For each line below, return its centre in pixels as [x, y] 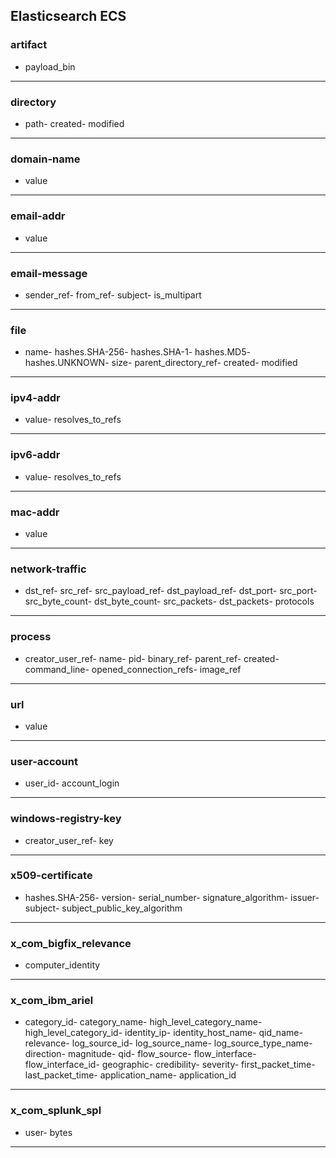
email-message [49, 273]
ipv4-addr [35, 398]
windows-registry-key [66, 819]
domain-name [45, 159]
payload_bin [50, 66]
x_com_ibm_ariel [52, 1001]
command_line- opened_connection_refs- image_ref [133, 669]
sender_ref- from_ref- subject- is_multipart [113, 295]
